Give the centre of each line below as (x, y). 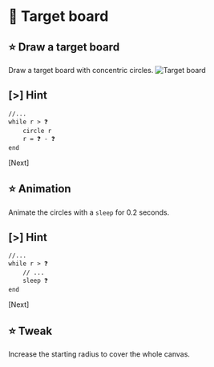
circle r (37, 131)
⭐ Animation (40, 189)
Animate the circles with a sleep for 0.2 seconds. (89, 212)
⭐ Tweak (30, 331)
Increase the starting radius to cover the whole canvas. (99, 354)
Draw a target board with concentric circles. (81, 70)
